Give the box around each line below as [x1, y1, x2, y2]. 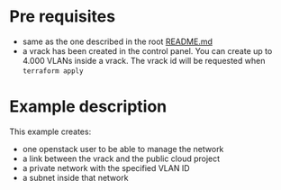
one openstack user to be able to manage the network [22, 143, 224, 154]
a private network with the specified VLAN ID [22, 162, 191, 173]
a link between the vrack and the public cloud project [22, 153, 221, 164]
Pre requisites [9, 6, 115, 27]
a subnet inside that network [22, 172, 129, 183]
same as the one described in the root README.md [22, 36, 213, 47]
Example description [9, 96, 168, 117]
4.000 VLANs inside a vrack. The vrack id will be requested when [22, 55, 266, 66]
